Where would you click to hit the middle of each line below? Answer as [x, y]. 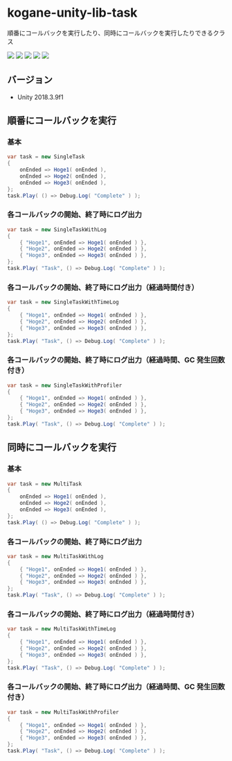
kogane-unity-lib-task [72, 13]
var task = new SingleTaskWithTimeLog [63, 302]
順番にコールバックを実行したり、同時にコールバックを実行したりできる [110, 33]
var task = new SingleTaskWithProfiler [65, 385]
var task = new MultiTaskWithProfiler [63, 712]
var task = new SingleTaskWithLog [57, 229]
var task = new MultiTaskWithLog [55, 556]
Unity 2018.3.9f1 [40, 97]
